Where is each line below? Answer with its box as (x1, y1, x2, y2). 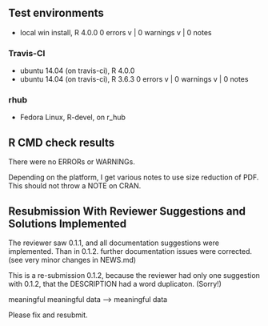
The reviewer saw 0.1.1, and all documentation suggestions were (8, 238, 220, 248)
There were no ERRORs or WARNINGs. (8, 157, 136, 167)
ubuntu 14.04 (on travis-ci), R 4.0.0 (19, 66, 135, 75)
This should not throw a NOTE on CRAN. (8, 181, 142, 191)
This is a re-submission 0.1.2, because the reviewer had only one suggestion (8, 271, 260, 280)
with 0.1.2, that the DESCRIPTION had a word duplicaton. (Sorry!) (8, 280, 222, 289)
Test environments (8, 6, 104, 20)
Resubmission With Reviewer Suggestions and (8, 204, 246, 218)
